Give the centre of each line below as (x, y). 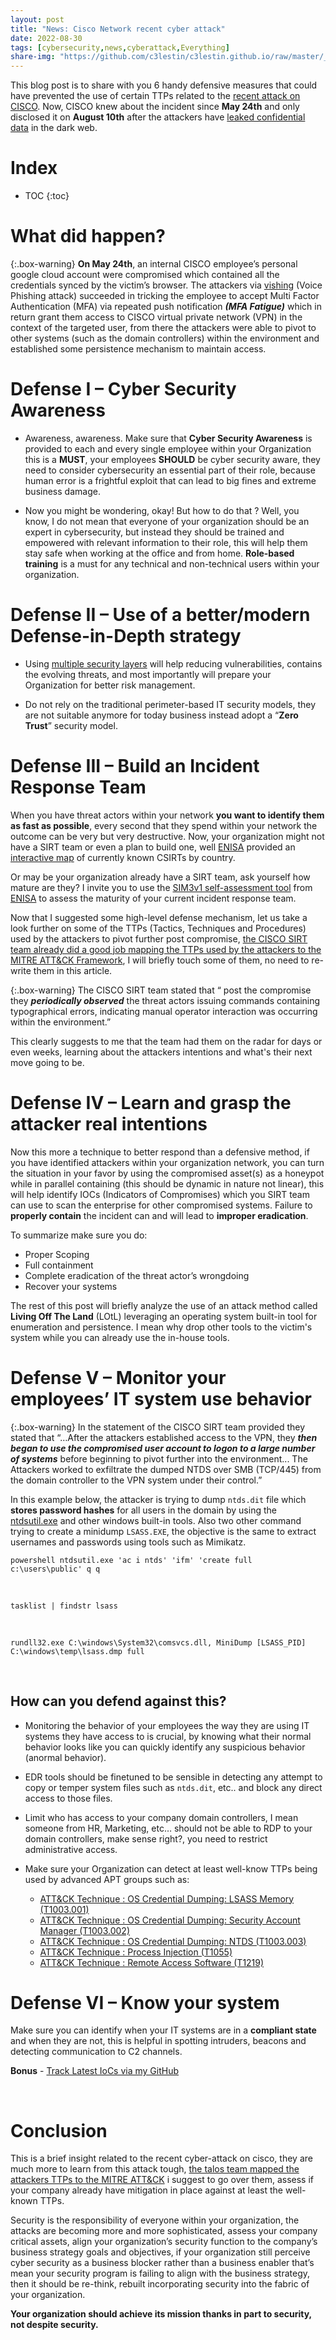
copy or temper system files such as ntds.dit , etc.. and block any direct (173, 1787)
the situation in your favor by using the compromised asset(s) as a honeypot (167, 1173)
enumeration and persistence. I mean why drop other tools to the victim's (161, 1327)
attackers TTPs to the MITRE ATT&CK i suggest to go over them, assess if (162, 2180)
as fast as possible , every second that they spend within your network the (164, 825)
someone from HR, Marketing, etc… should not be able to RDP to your (168, 1828)
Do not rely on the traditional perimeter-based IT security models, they (170, 704)
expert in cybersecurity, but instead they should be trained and (154, 532)
